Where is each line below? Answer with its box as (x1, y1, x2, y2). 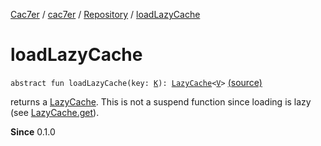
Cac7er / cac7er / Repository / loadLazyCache (10, 9, 201, 20)
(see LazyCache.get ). (10, 106, 100, 118)
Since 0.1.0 (10, 125, 56, 138)
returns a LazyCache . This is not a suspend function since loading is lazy (10, 95, 312, 108)
